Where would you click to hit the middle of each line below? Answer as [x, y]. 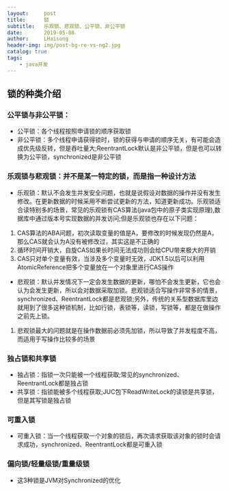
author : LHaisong [38, 39]
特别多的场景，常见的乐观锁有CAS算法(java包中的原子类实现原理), [122, 210]
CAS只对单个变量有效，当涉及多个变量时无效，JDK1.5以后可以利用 [111, 258]
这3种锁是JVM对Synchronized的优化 [69, 480]
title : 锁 [28, 20]
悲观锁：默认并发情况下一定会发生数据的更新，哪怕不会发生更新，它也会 [119, 281]
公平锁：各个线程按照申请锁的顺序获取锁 [74, 131]
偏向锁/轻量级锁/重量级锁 [49, 464]
